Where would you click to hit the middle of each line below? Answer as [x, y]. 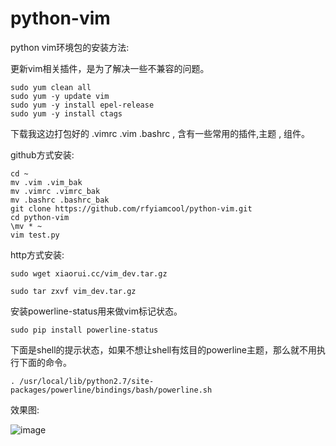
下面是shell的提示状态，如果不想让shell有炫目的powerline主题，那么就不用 [164, 349]
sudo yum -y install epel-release [82, 105]
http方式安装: [37, 254]
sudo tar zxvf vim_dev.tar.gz [73, 291]
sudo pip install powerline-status [84, 330]
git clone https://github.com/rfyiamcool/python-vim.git [131, 208]
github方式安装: [42, 154]
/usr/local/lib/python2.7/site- [87, 381]
